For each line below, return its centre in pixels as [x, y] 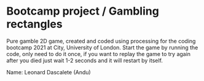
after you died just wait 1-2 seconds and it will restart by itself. [84, 60]
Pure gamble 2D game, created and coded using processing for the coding [101, 41]
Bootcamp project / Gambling [83, 11]
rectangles [34, 24]
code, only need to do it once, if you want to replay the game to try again [99, 54]
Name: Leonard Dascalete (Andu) [49, 72]
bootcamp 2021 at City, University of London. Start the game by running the [102, 48]
